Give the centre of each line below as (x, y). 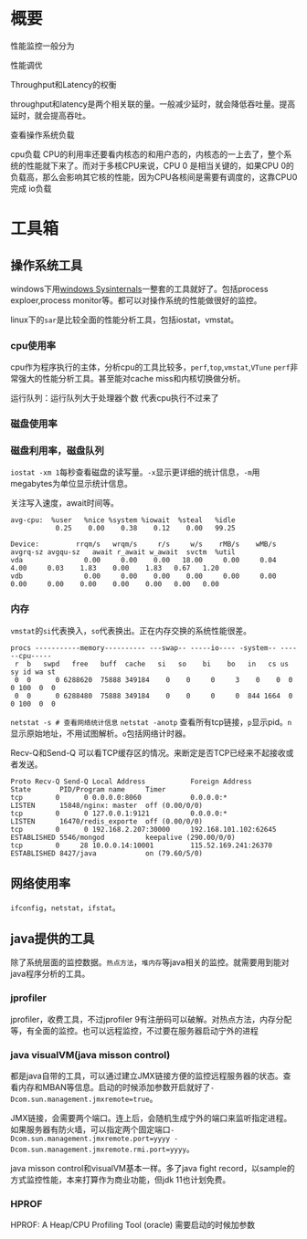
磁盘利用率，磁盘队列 (57, 451)
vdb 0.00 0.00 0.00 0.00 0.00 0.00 (143, 576)
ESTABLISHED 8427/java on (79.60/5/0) (107, 853)
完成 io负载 (31, 188)
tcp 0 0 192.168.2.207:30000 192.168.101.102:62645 (143, 829)
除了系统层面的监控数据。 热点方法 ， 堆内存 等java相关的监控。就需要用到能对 (150, 962)
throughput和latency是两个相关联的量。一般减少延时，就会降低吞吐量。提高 (153, 104)
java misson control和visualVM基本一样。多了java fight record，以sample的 (153, 1168)
